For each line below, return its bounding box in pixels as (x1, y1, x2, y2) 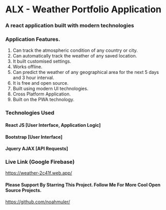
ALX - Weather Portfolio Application (5, 4, 162, 15)
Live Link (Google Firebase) (5, 158, 75, 165)
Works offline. (12, 64, 43, 70)
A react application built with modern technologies (5, 22, 134, 29)
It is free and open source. (12, 80, 69, 86)
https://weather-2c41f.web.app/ (5, 170, 73, 176)
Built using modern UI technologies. (12, 86, 89, 92)
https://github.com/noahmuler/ (5, 199, 70, 205)
